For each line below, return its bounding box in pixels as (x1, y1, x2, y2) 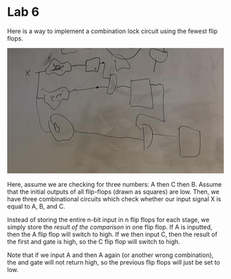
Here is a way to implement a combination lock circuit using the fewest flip (7, 27, 218, 35)
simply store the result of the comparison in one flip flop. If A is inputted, (7, 223, 213, 231)
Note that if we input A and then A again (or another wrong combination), (7, 251, 214, 259)
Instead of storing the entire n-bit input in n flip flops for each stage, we (7, 215, 210, 224)
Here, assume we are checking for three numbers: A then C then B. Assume (7, 180, 222, 188)
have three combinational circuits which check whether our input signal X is (7, 194, 221, 203)
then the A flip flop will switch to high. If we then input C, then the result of (7, 230, 218, 238)
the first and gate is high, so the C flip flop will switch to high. (7, 237, 181, 245)
